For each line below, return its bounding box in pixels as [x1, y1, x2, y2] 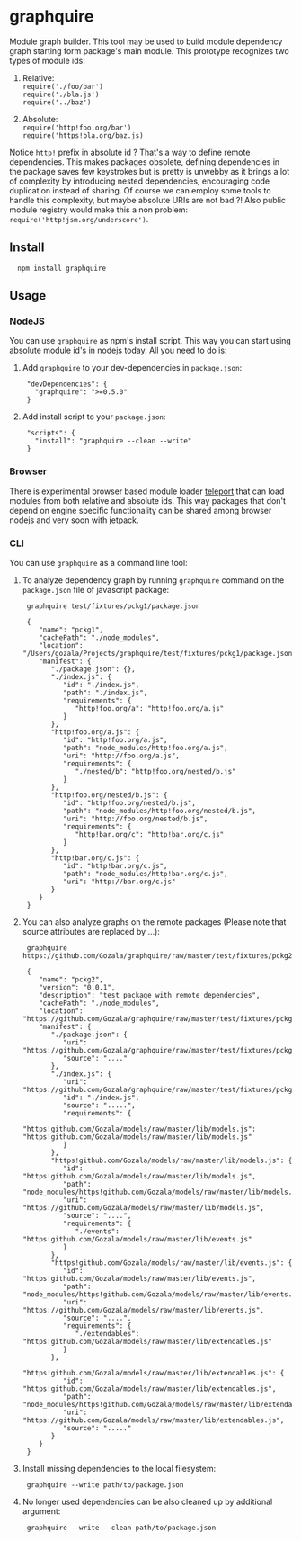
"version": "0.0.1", [39, 983, 116, 992]
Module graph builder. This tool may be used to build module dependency [9, 36, 283, 47]
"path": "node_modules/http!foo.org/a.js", [62, 744, 228, 753]
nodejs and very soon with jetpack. [9, 515, 139, 525]
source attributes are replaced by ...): [22, 927, 160, 937]
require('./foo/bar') [22, 82, 103, 91]
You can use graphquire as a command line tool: [9, 558, 188, 569]
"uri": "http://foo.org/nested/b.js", [62, 814, 208, 824]
